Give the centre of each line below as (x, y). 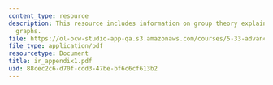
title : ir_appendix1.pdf (50, 62)
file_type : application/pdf (56, 46)
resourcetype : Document (49, 53)
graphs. (29, 31)
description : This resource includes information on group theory (123, 23)
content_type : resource (49, 16)
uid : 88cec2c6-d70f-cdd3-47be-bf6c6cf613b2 (83, 69)
